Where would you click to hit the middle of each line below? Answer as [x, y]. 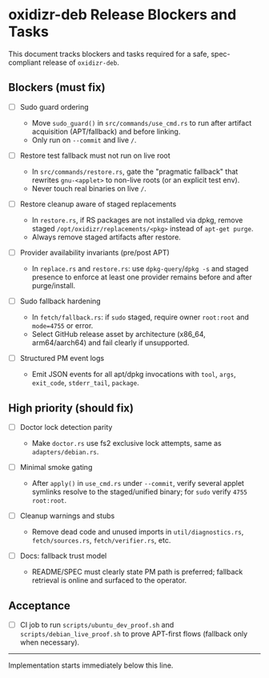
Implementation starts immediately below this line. [91, 665]
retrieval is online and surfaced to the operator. [109, 580]
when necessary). [50, 643]
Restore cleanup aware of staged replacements [98, 204]
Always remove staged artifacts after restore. [106, 237]
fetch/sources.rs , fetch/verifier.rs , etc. [101, 540]
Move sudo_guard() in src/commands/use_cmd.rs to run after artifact [142, 122]
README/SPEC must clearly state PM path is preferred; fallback [137, 572]
